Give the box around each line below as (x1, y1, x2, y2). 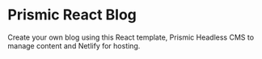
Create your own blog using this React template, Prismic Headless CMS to (7, 32, 255, 42)
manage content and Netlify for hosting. (7, 40, 141, 50)
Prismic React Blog (7, 6, 137, 24)
